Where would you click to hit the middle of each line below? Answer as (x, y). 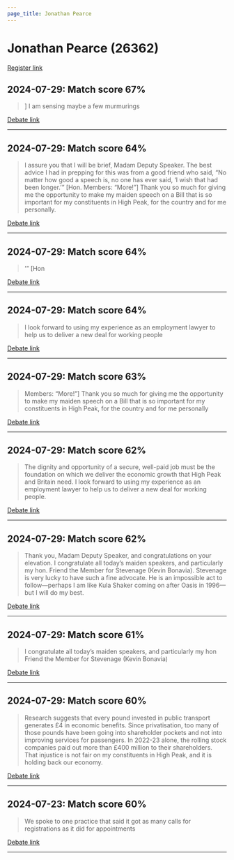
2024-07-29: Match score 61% (76, 635)
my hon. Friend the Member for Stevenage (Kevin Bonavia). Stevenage (125, 570)
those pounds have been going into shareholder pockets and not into (123, 732)
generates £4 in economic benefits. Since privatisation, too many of (122, 725)
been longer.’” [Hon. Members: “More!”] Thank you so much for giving (125, 187)
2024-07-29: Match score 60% (77, 701)
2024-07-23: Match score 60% (77, 805)
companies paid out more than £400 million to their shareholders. (118, 747)
